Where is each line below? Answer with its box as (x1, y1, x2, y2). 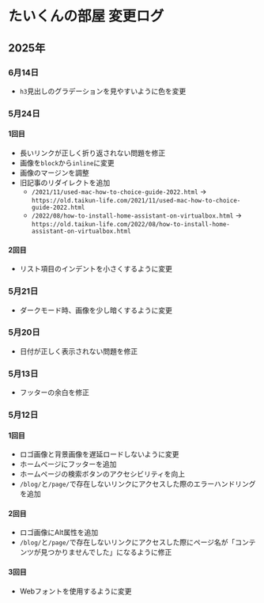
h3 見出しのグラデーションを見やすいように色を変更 (19, 86, 187, 96)
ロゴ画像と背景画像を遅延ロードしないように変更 (19, 449, 179, 459)
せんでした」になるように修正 (74, 548, 172, 557)
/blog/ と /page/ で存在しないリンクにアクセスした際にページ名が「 (19, 537, 236, 547)
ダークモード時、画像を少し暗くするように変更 (19, 305, 172, 315)
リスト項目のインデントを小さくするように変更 (19, 264, 172, 274)
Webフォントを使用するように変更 (19, 586, 132, 596)
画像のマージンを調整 (19, 168, 89, 177)
